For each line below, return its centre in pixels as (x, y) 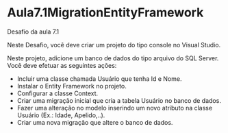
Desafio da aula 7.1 (33, 32)
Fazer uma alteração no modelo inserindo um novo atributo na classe (115, 108)
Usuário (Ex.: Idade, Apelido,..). (61, 115)
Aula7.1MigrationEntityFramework (105, 13)
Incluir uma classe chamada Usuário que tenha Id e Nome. (99, 78)
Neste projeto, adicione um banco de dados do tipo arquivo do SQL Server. (113, 58)
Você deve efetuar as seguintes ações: (62, 65)
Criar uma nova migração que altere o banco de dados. (95, 122)
